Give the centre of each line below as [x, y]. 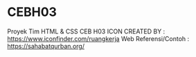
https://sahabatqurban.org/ [46, 46]
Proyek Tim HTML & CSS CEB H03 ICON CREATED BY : [86, 31]
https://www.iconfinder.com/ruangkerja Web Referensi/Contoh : [98, 38]
